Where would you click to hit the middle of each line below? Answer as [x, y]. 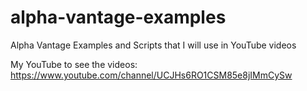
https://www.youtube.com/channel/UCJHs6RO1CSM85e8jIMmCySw [151, 75]
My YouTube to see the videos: [74, 64]
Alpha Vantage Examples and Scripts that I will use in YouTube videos [153, 45]
